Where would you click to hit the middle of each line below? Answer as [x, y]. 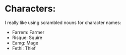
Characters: [30, 9]
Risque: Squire [27, 37]
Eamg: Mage [25, 42]
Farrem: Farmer [28, 32]
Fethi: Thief [24, 48]
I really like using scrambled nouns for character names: [63, 22]
